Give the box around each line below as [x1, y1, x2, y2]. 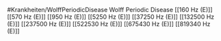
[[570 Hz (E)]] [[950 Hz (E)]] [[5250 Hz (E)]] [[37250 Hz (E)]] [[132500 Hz [7, 13, 215, 21]
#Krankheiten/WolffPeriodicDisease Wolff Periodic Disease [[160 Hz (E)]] [7, 6, 213, 13]
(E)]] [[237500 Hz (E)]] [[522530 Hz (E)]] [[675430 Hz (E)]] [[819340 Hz [7, 20, 211, 28]
